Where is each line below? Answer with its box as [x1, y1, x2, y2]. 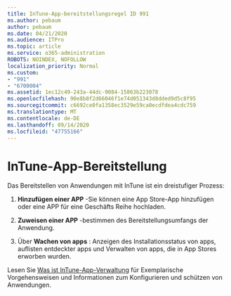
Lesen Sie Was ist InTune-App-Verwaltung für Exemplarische [7, 266, 184, 274]
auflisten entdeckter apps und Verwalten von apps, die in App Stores [17, 245, 217, 253]
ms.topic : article [7, 43, 61, 50]
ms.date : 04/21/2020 [7, 30, 68, 37]
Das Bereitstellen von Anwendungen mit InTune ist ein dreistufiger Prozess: [7, 181, 225, 190]
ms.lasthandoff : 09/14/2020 [7, 121, 90, 129]
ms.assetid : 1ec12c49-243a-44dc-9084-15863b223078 [7, 89, 159, 96]
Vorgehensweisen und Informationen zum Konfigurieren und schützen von [7, 274, 223, 282]
